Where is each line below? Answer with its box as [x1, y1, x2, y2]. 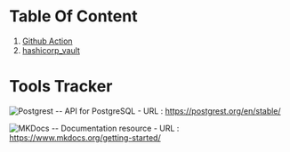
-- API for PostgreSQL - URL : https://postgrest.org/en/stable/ [54, 105, 282, 116]
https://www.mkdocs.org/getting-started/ [9, 132, 162, 143]
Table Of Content [9, 6, 138, 27]
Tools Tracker [9, 76, 113, 97]
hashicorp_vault [21, 44, 80, 55]
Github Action [21, 36, 73, 46]
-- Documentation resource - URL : [51, 123, 180, 133]
